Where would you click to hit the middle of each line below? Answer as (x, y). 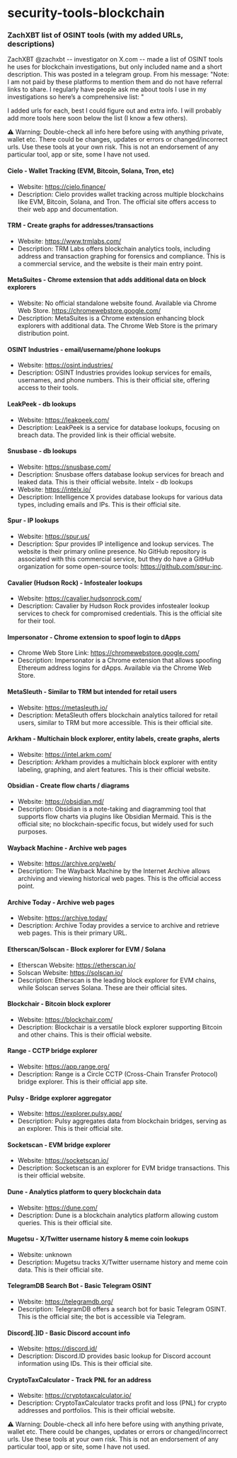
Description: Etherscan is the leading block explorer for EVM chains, (117, 980)
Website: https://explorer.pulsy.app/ (70, 1114)
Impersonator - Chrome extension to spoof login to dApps (94, 637)
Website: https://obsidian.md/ (61, 801)
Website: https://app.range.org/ (63, 1066)
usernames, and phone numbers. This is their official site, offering (114, 380)
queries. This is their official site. (65, 1222)
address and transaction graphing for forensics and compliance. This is (121, 256)
